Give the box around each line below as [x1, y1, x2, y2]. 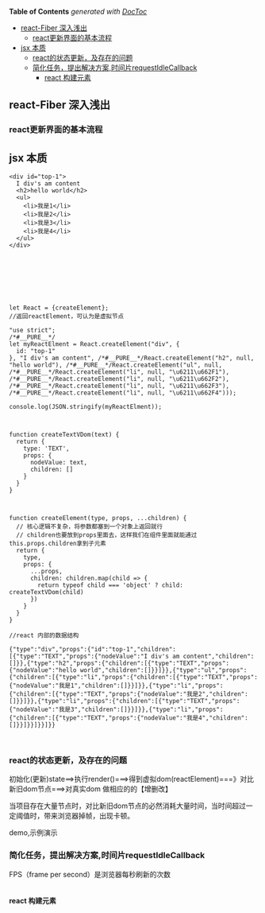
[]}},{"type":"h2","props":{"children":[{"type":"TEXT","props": [9, 659, 229, 667]
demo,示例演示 [9, 828, 58, 837]
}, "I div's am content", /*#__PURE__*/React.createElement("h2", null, [9, 354, 255, 363]
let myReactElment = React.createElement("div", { [9, 340, 180, 348]
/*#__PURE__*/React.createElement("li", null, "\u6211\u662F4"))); [9, 389, 237, 397]
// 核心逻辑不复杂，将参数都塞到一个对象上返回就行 [16, 523, 163, 531]
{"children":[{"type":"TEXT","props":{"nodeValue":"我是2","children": [9, 690, 248, 698]
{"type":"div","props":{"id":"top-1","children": [9, 646, 177, 654]
